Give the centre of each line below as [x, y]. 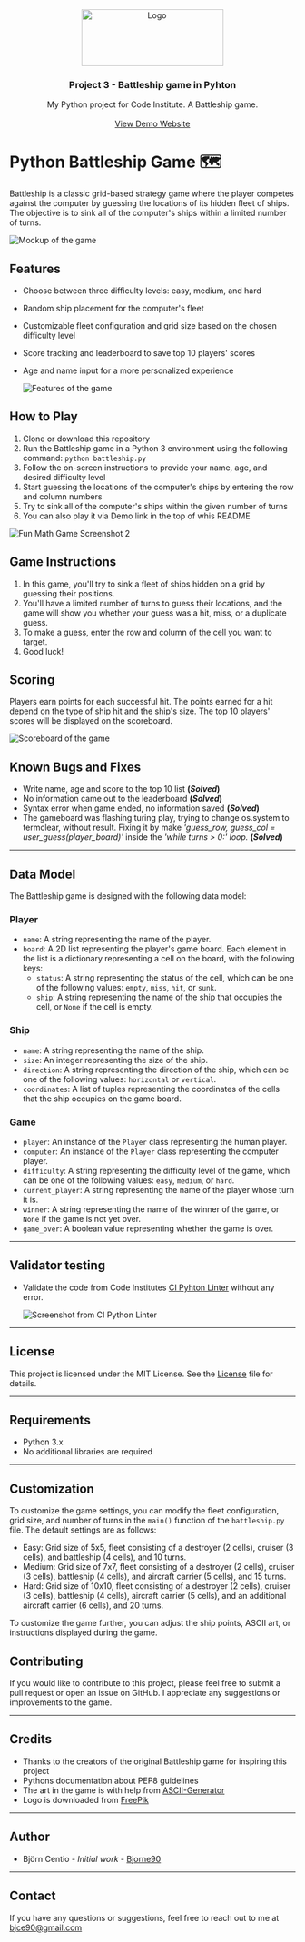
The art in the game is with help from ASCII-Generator [123, 1790]
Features [35, 268]
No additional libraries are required [87, 1452]
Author [30, 1837]
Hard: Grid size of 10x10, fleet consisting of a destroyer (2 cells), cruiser [157, 1586]
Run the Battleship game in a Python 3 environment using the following [155, 448]
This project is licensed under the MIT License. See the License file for [142, 1374]
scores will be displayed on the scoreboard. [91, 721]
